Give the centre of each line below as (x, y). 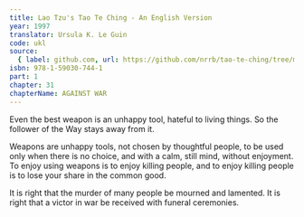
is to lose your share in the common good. (88, 175)
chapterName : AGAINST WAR (58, 93)
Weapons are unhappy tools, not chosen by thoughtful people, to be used (147, 146)
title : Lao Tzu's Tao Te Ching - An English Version (111, 18)
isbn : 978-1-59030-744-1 (56, 69)
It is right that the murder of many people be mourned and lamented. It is (145, 193)
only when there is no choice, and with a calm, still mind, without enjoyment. (152, 156)
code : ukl (28, 43)
